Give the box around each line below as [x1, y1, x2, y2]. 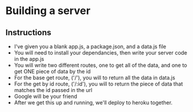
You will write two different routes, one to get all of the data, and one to [14, 62, 187, 69]
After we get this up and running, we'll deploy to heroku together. [14, 99, 173, 106]
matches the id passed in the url [14, 87, 93, 93]
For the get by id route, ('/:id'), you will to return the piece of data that [14, 80, 184, 87]
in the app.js [14, 56, 45, 62]
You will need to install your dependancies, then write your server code [14, 49, 188, 56]
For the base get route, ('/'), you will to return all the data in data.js [14, 74, 175, 81]
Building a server [5, 4, 91, 18]
